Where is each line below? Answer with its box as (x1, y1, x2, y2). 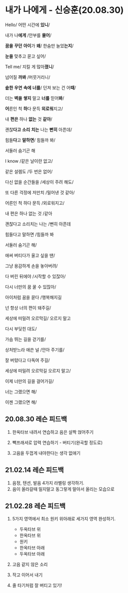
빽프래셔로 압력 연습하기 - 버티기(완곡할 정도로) (12, 440, 103, 445)
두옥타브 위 (19, 526, 41, 532)
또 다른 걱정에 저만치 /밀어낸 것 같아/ (5, 189, 75, 195)
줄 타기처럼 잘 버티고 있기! (12, 583, 62, 589)
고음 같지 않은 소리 (12, 561, 48, 567)
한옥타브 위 (19, 532, 41, 538)
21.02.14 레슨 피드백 (5, 466, 64, 474)
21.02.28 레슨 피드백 (5, 502, 66, 510)
